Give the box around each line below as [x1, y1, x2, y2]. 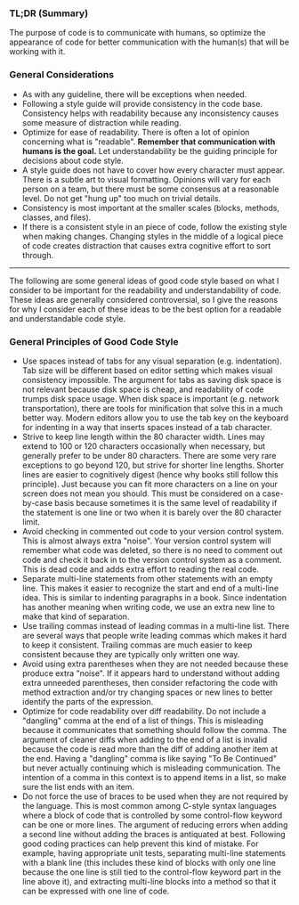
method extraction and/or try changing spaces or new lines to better [21, 687, 273, 697]
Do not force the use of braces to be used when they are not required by [21, 791, 289, 802]
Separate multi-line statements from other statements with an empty [21, 573, 273, 583]
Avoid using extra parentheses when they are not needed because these [21, 658, 289, 669]
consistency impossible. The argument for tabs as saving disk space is [21, 374, 282, 385]
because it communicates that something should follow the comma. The [21, 724, 287, 735]
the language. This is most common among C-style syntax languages [21, 800, 278, 811]
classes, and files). [21, 212, 92, 223]
